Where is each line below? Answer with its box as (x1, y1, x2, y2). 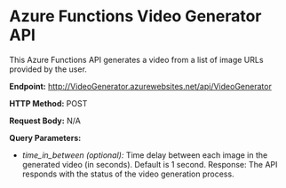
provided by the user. (9, 64, 87, 74)
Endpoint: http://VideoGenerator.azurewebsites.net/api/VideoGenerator (9, 81, 273, 91)
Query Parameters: (9, 132, 82, 143)
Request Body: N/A (9, 115, 82, 126)
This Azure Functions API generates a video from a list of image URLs (9, 54, 264, 65)
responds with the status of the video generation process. (21, 168, 234, 179)
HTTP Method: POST (9, 98, 88, 108)
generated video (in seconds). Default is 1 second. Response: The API (21, 159, 278, 169)
